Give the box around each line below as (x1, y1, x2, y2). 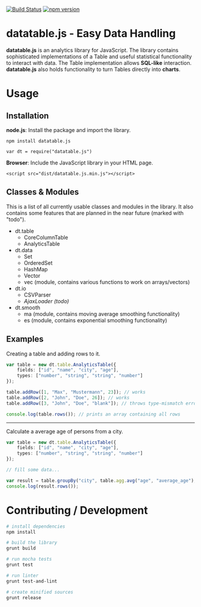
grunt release (6, 594, 42, 600)
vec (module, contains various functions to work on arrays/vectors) (23, 278, 190, 285)
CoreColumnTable (23, 234, 69, 241)
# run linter (6, 572, 39, 579)
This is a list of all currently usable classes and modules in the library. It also (6, 203, 193, 210)
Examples (6, 334, 44, 345)
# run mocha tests (6, 556, 52, 563)
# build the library (6, 540, 58, 546)
